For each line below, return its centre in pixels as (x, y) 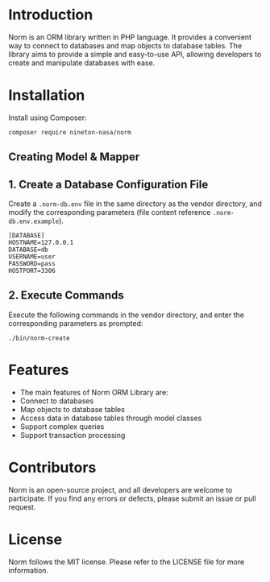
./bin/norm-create (39, 338)
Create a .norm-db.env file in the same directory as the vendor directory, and (135, 204)
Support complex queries (62, 426)
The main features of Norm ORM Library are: (94, 392)
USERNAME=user (32, 257)
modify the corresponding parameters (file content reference (110, 213)
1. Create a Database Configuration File (108, 184)
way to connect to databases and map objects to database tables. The (125, 45)
